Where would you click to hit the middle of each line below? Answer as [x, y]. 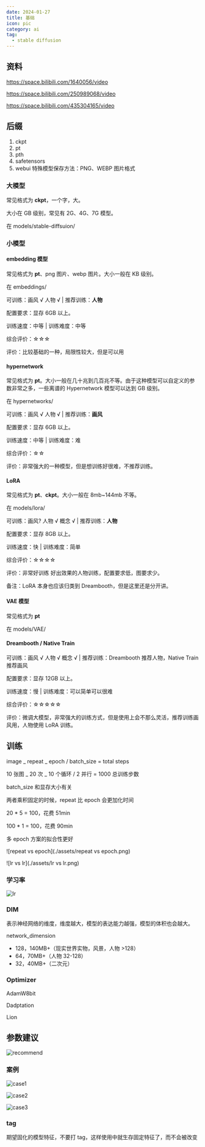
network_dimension [31, 936]
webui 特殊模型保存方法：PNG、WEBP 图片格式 [75, 168]
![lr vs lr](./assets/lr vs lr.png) [43, 863]
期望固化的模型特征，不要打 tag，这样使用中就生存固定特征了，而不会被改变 [102, 1137]
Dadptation [20, 1005]
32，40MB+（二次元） [44, 963]
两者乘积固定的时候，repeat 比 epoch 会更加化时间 [70, 800]
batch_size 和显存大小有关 [39, 787]
